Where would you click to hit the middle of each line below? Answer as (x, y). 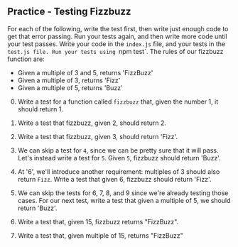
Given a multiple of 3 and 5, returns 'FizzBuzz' (85, 72)
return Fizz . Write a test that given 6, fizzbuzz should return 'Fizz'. (114, 179)
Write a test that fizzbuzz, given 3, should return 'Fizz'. (97, 136)
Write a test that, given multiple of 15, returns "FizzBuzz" (100, 235)
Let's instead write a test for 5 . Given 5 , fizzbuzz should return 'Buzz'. (119, 158)
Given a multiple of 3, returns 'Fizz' (69, 80)
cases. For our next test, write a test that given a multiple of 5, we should (124, 200)
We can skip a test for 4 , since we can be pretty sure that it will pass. (118, 150)
